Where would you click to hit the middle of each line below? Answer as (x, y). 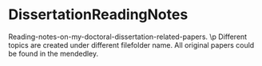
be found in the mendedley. (54, 53)
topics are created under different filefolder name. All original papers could (131, 45)
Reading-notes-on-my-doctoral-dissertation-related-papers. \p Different (128, 37)
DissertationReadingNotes (98, 15)
